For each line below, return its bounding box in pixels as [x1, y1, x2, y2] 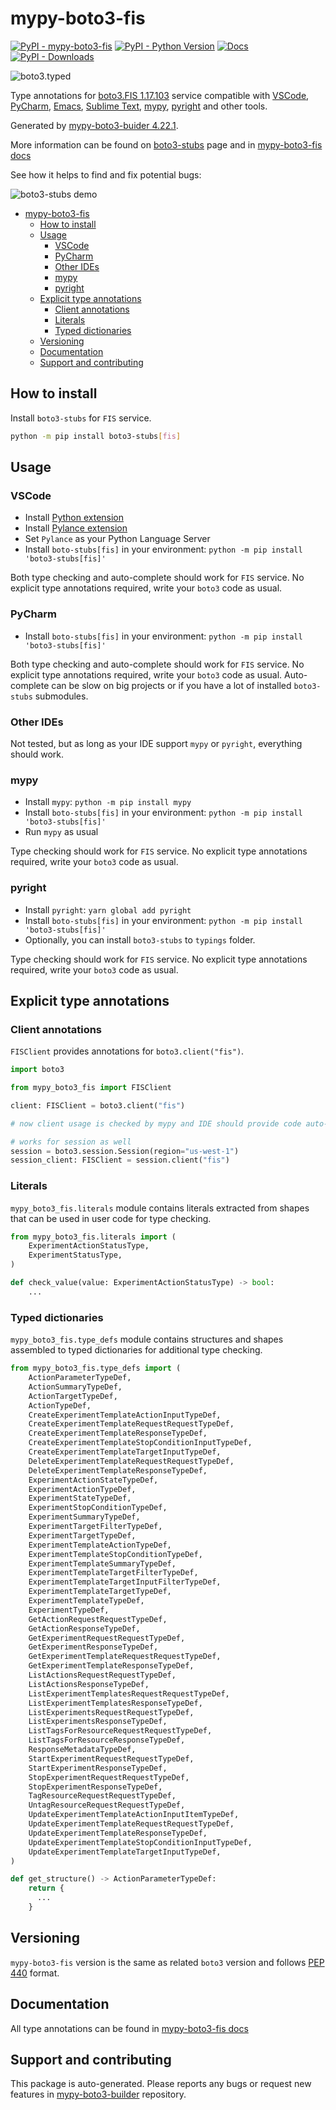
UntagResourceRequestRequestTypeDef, [28, 1800, 186, 1811]
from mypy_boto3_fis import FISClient [10, 1083, 172, 1093]
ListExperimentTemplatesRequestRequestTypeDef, [28, 1688, 230, 1699]
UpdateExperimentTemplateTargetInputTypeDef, [28, 1847, 222, 1857]
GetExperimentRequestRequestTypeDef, [28, 1633, 186, 1643]
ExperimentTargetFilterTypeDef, [28, 1522, 163, 1532]
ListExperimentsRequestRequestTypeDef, [28, 1707, 195, 1717]
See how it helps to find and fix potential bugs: [10, 168, 202, 181]
